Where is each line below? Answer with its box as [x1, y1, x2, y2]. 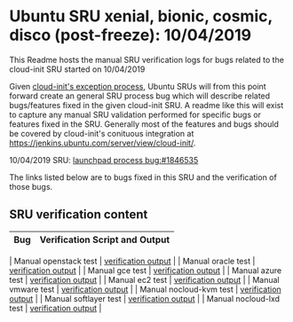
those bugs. [9, 181, 53, 192]
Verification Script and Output [39, 233, 170, 246]
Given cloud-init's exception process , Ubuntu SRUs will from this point [9, 81, 266, 91]
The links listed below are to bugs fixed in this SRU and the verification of [9, 171, 277, 183]
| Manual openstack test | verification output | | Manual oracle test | [9, 255, 256, 266]
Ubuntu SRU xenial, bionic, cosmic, [9, 6, 273, 27]
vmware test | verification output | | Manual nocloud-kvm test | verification [9, 284, 281, 295]
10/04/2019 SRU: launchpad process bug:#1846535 [9, 154, 199, 165]
